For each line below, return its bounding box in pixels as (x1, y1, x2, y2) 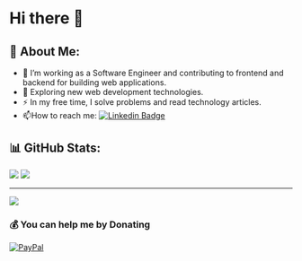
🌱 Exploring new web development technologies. (22, 87, 204, 97)
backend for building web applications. (22, 77, 167, 88)
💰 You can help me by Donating (9, 218, 151, 231)
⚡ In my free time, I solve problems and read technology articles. (22, 97, 262, 107)
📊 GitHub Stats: (9, 141, 102, 156)
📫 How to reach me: (22, 110, 97, 120)
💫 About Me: (9, 44, 81, 59)
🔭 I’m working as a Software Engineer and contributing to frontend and (22, 67, 285, 78)
